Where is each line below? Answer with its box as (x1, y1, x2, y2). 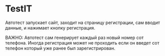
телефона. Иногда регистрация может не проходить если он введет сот (5, 39, 159, 45)
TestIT (5, 3, 32, 14)
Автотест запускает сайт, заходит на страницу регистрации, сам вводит (5, 19, 160, 25)
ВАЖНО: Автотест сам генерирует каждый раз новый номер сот (5, 34, 144, 40)
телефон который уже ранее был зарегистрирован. (5, 45, 115, 51)
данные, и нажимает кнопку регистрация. (5, 24, 95, 30)
